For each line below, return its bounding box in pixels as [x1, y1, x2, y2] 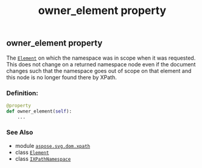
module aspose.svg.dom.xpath [15, 142, 90, 149]
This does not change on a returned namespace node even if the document [6, 60, 196, 68]
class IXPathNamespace [15, 155, 71, 162]
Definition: [6, 89, 38, 97]
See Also [6, 128, 33, 137]
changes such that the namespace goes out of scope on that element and [6, 67, 192, 74]
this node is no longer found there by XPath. [6, 74, 117, 81]
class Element [15, 149, 49, 156]
